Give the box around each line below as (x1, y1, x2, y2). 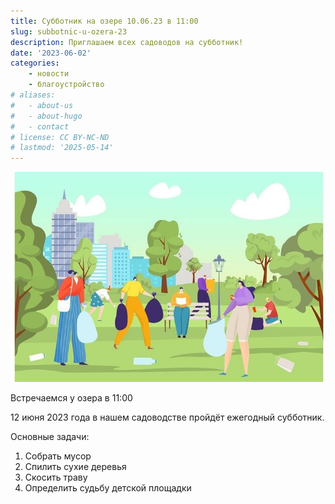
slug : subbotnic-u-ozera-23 (10, 26, 128, 37)
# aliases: (10, 90, 56, 100)
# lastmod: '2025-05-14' (10, 143, 114, 153)
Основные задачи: (10, 430, 90, 442)
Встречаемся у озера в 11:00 (10, 391, 133, 404)
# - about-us (10, 100, 74, 110)
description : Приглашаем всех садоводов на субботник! (10, 37, 244, 47)
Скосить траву (24, 471, 88, 483)
